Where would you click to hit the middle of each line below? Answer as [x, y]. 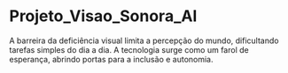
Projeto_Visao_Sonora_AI [103, 16]
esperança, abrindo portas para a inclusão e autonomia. [111, 59]
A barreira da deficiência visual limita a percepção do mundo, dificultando [144, 40]
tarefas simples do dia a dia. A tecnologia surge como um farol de [129, 49]
